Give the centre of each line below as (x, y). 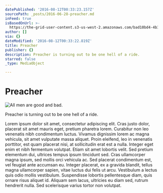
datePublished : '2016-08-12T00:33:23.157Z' (50, 9)
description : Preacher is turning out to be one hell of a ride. (72, 54)
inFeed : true (18, 18)
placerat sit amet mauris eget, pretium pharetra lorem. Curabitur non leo (77, 129)
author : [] (16, 32)
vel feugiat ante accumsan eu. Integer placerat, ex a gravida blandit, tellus (79, 165)
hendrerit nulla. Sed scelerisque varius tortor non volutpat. (63, 186)
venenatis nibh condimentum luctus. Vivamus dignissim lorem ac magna (77, 134)
